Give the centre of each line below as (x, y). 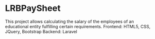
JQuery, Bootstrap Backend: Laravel (41, 31)
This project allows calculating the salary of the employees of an (69, 21)
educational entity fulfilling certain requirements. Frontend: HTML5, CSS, (78, 26)
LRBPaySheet (33, 8)
